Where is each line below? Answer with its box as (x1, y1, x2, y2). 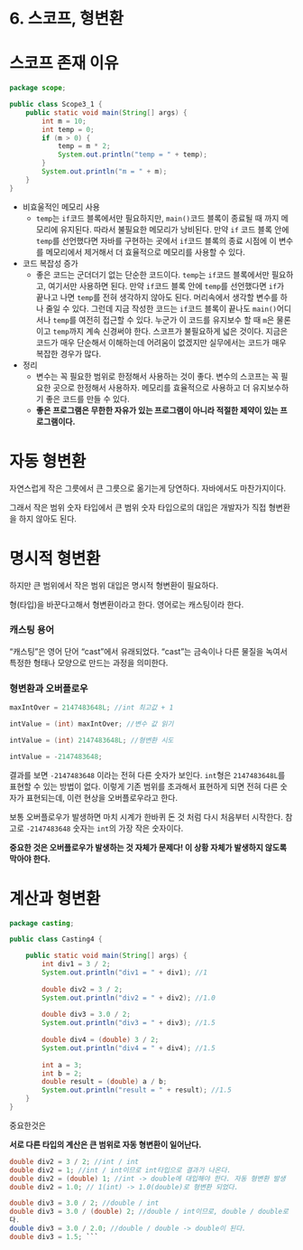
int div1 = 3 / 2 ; (41, 960, 111, 969)
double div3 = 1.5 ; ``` (9, 1232, 99, 1241)
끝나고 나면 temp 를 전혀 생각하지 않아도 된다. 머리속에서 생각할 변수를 (35, 291, 279, 303)
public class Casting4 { (9, 935, 103, 945)
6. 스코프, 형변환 (9, 8, 124, 29)
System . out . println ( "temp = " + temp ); (57, 150, 207, 159)
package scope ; (9, 83, 67, 93)
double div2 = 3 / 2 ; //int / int (9, 1157, 140, 1166)
